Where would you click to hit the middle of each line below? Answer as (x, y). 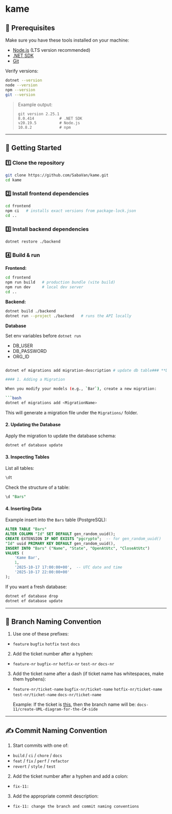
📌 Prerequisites (30, 28)
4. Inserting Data (24, 508)
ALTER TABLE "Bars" (26, 529)
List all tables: (20, 468)
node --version (21, 85)
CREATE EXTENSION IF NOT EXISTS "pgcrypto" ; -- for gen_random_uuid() (83, 539)
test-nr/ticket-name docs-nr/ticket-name (57, 695)
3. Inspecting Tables (27, 456)
